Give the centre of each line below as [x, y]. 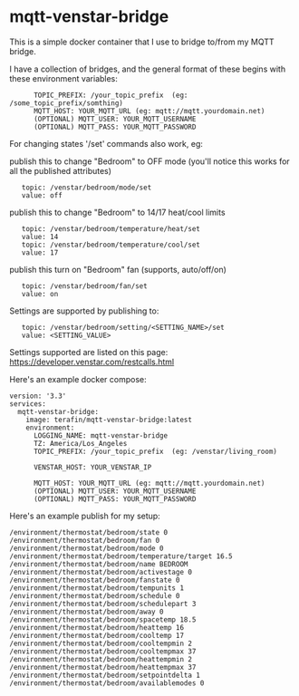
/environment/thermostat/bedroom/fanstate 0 [95, 580]
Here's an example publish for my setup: [85, 516]
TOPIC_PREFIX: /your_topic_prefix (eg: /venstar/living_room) [155, 451]
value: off [42, 195]
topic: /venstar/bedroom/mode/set [87, 188]
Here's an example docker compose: [78, 379]
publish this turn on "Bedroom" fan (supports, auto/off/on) [118, 269]
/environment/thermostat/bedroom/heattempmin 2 [101, 659]
